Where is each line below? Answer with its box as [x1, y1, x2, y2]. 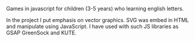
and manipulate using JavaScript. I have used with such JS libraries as [6, 23, 179, 30]
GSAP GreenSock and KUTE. [6, 29, 77, 36]
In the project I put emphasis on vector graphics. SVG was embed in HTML [6, 17, 189, 23]
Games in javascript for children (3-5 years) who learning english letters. [6, 5, 184, 12]
